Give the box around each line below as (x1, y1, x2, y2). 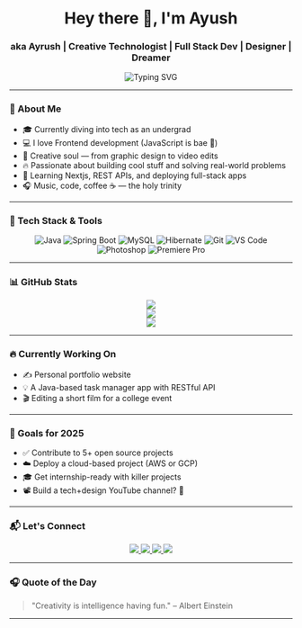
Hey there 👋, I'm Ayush (64, 8, 238, 29)
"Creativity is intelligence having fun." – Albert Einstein (31, 600, 234, 611)
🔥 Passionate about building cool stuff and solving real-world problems (22, 159, 286, 170)
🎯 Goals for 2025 (9, 426, 84, 439)
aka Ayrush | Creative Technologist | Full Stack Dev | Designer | (10, 40, 292, 53)
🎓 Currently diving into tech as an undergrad (22, 123, 191, 134)
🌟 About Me (9, 103, 62, 115)
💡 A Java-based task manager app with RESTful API (22, 381, 216, 392)
